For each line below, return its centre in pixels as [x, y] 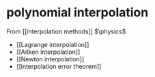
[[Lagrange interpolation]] [53, 44]
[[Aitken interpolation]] [48, 52]
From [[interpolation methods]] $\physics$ [66, 31]
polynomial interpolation [77, 13]
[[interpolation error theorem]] [59, 66]
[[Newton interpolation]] [50, 59]
